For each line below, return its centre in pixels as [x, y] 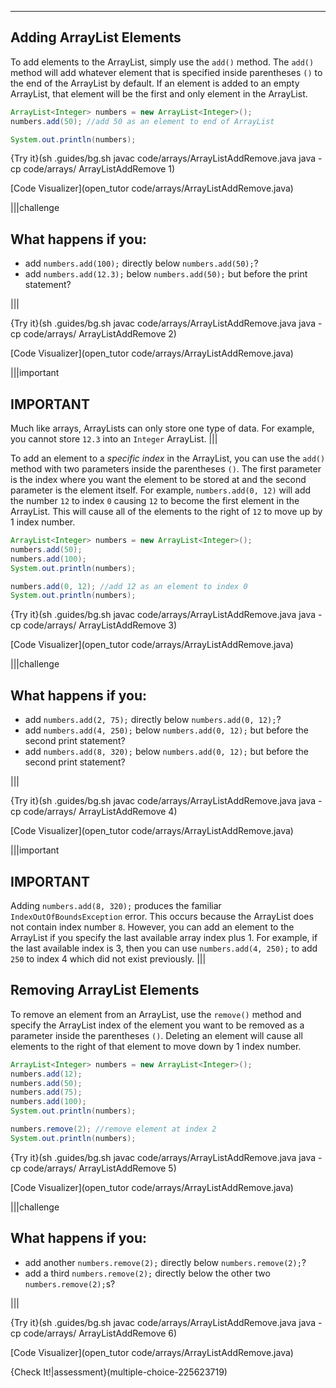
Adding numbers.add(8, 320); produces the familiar [116, 905]
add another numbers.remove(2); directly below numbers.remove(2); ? [165, 1262]
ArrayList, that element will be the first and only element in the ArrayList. [159, 93]
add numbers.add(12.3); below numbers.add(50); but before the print [166, 274]
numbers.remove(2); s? [70, 1283]
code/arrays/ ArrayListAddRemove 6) [100, 1333]
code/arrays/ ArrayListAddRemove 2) [100, 334]
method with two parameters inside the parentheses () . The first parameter [166, 469]
